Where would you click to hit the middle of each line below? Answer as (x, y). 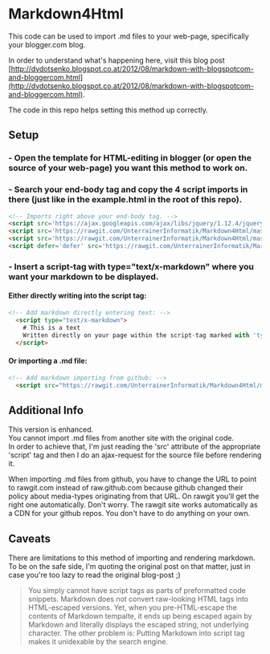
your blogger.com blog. (47, 44)
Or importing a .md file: (48, 361)
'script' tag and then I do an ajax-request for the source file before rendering (135, 455)
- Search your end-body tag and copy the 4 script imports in (128, 189)
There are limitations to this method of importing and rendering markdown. (132, 558)
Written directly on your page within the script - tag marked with (136, 335)
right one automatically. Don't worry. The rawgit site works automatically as (133, 505)
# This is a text (52, 327)
